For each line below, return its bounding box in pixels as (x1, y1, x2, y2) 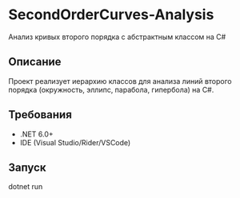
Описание (8, 55, 62, 69)
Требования (8, 108, 72, 121)
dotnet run (8, 182, 43, 192)
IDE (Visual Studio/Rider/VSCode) (19, 137, 131, 147)
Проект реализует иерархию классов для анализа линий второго (8, 76, 232, 85)
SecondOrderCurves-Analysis (8, 6, 214, 24)
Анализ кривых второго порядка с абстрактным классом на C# (8, 32, 226, 42)
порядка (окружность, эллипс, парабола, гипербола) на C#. (8, 85, 214, 94)
